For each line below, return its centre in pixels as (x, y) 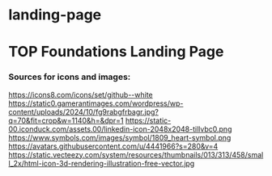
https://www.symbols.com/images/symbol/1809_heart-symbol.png (120, 137)
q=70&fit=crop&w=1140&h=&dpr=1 (66, 120)
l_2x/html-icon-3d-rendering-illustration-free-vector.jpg (102, 163)
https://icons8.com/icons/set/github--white (81, 94)
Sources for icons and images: (70, 77)
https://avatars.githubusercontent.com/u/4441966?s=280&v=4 (113, 146)
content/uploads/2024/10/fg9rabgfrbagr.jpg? (84, 111)
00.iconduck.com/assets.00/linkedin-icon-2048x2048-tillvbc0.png (120, 129)
